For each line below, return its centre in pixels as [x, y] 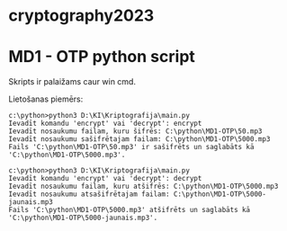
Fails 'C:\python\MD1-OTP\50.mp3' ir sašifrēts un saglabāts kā [131, 147]
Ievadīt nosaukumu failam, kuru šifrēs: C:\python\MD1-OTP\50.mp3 [135, 131]
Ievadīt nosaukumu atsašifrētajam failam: [89, 194]
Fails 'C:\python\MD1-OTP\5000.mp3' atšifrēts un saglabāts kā [130, 210]
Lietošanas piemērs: [46, 99]
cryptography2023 [81, 16]
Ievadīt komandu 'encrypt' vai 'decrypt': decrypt [105, 179]
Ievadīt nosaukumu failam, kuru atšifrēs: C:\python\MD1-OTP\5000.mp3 [143, 187]
